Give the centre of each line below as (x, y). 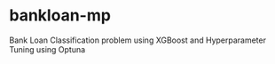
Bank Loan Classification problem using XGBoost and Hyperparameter (137, 40)
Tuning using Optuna (47, 49)
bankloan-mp (60, 16)
